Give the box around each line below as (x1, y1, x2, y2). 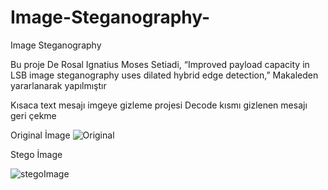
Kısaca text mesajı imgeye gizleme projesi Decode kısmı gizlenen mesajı (10, 99, 308, 111)
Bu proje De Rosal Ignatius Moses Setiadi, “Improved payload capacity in (10, 58, 310, 70)
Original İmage (10, 129, 71, 141)
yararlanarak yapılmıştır (10, 79, 107, 91)
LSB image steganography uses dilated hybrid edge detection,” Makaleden (10, 69, 319, 81)
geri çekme (10, 109, 57, 121)
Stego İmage (10, 148, 63, 160)
